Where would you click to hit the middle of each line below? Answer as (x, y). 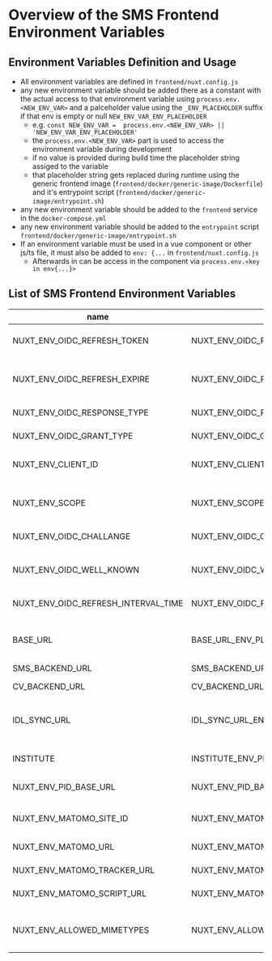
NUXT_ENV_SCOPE (49, 502)
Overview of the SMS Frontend (114, 15)
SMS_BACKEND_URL (52, 668)
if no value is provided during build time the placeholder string (136, 157)
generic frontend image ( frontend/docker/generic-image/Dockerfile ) (147, 183)
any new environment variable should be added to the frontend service (138, 209)
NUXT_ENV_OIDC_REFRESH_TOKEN (81, 340)
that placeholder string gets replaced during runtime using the (136, 175)
